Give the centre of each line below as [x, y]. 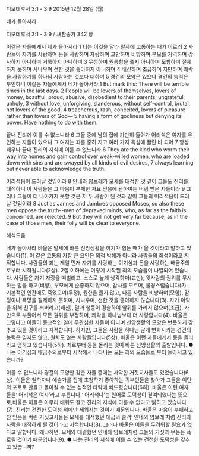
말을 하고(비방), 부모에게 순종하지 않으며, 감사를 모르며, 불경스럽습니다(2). [102, 285]
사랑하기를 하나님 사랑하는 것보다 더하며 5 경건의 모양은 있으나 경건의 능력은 [100, 77]
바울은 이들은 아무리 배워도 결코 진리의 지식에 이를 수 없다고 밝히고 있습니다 [99, 402]
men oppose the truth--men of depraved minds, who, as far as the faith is [96, 210]
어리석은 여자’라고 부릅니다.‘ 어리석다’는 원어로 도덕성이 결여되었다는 [98, 395]
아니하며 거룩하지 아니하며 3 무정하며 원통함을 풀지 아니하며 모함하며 [101, 62]
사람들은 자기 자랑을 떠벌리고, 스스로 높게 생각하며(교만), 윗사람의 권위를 [97, 278]
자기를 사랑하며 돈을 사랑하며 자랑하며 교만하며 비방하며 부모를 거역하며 [104, 54]
